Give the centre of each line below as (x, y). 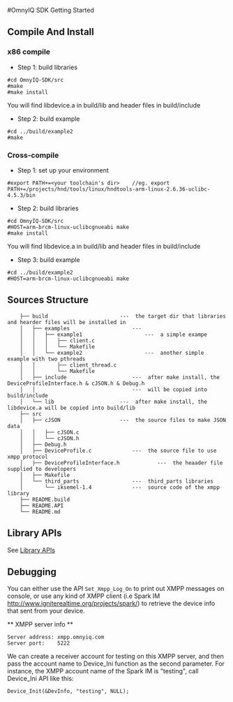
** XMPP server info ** (40, 624)
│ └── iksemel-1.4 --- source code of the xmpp (120, 487)
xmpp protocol (28, 457)
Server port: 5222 (39, 643)
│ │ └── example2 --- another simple (112, 353)
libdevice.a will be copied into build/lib (72, 408)
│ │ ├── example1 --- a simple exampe (114, 335)
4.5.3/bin (22, 195)
